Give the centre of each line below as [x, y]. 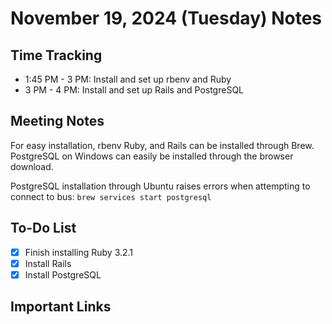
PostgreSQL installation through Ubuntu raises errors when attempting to [160, 186]
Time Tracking [56, 55]
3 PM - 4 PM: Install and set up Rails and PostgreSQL [134, 90]
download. [32, 166]
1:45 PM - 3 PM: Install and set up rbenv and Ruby [128, 79]
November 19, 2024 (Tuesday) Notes [166, 18]
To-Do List [43, 228]
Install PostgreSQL [63, 274]
